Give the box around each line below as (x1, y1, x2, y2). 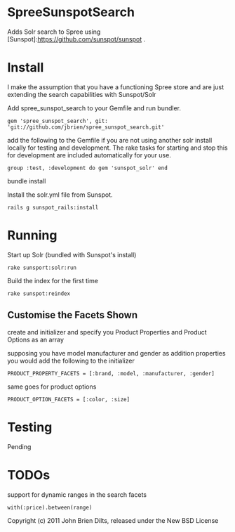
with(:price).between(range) (7, 504, 93, 511)
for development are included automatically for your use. (7, 150, 172, 159)
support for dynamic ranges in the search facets (7, 490, 147, 499)
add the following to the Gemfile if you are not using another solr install (7, 136, 213, 144)
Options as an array (7, 335, 65, 344)
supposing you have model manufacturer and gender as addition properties (7, 349, 226, 357)
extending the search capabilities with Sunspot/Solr (7, 90, 156, 98)
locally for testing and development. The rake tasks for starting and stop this (7, 143, 228, 152)
